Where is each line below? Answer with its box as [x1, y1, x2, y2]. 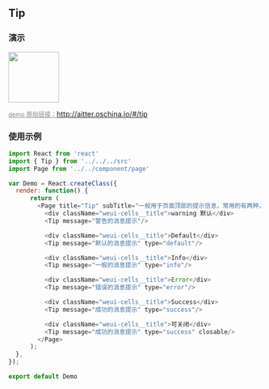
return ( [29, 194, 60, 203]
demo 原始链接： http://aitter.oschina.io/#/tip [8, 109, 148, 118]
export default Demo [8, 373, 78, 381]
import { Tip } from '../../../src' [8, 157, 132, 165]
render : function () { [15, 186, 89, 195]
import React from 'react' [8, 149, 99, 157]
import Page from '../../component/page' [8, 165, 150, 173]
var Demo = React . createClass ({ [8, 179, 117, 187]
